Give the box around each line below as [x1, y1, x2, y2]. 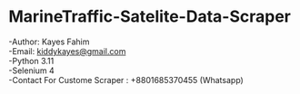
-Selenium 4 [8, 65, 55, 76]
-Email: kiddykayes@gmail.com [8, 45, 126, 56]
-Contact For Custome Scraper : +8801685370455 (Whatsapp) [8, 74, 245, 85]
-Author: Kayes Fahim [8, 36, 90, 47]
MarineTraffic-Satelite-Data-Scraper [8, 6, 292, 27]
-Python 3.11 [8, 55, 55, 66]
